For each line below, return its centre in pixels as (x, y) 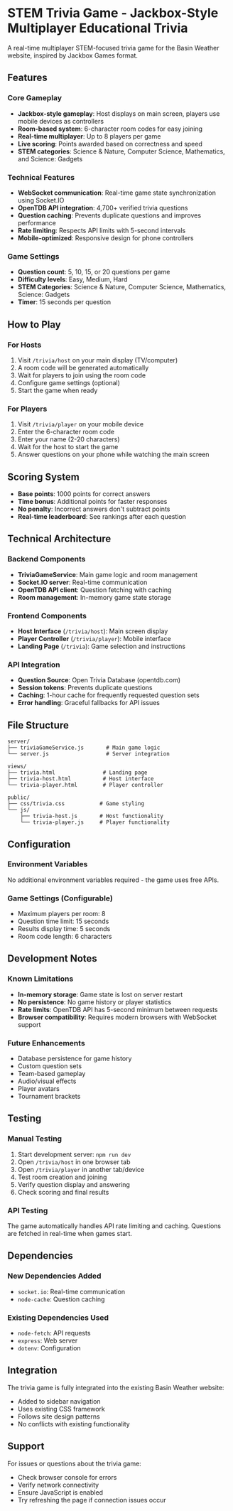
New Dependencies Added (54, 1276)
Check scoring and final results (63, 1192)
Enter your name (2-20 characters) (69, 439)
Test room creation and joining (62, 1177)
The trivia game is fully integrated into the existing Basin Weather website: (116, 1387)
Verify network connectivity (58, 1485)
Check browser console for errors (67, 1477)
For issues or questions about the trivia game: (75, 1463)
